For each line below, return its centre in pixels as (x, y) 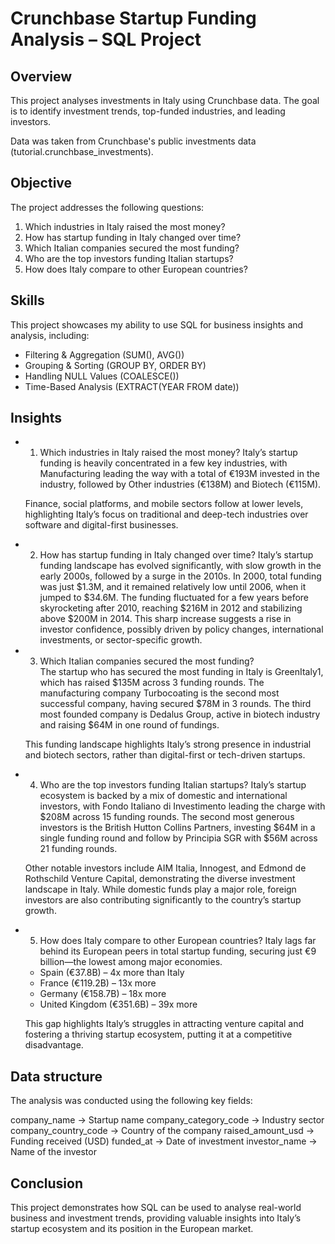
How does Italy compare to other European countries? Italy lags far (178, 941)
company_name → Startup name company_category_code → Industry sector (167, 1120)
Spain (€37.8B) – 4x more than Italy (112, 973)
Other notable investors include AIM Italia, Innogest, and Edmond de (165, 868)
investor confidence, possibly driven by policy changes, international (181, 629)
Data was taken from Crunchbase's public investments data (133, 141)
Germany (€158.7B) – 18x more (103, 994)
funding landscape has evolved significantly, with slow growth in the (180, 566)
